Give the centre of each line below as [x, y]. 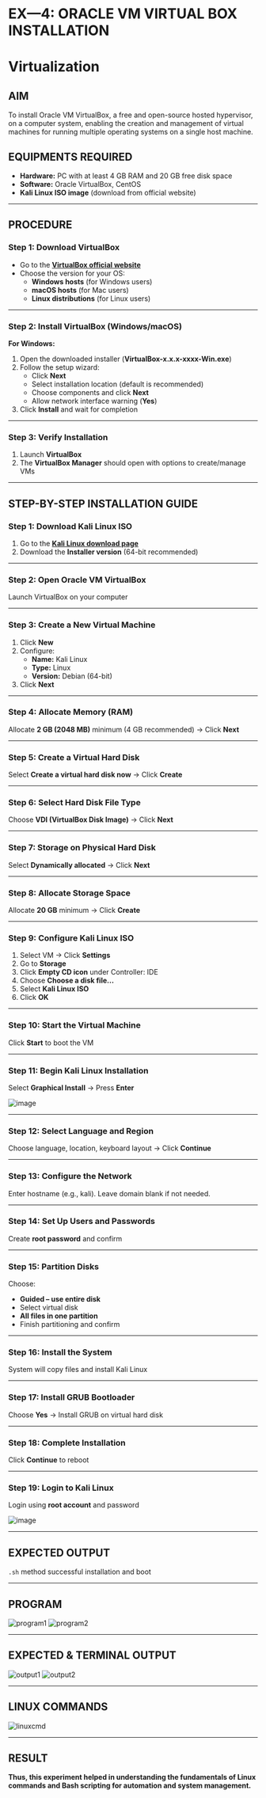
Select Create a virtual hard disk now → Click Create [95, 775]
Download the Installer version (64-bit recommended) [109, 552]
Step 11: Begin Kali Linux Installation [78, 1070]
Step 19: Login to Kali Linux [61, 1488]
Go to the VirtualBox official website [80, 264]
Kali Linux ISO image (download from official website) [108, 192]
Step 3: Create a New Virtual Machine [82, 625]
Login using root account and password [74, 1505]
